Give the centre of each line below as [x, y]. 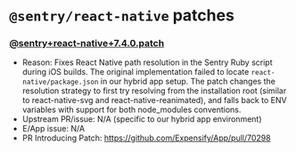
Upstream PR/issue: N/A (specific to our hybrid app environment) [142, 119]
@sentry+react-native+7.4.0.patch [87, 44]
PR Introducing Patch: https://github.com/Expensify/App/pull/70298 [146, 138]
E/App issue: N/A [53, 129]
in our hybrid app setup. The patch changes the [188, 82]
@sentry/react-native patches [122, 16]
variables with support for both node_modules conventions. [132, 110]
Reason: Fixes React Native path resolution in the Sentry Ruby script [147, 62]
